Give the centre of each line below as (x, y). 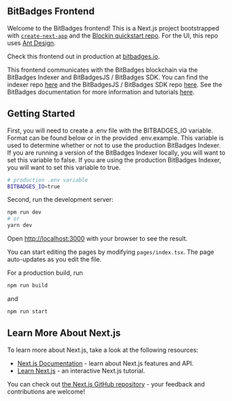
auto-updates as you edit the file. (54, 259)
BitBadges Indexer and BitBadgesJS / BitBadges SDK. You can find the (108, 77)
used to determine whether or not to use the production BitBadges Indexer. (114, 145)
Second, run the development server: (60, 200)
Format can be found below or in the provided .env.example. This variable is (115, 137)
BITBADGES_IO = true (34, 187)
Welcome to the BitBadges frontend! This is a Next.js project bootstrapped (113, 28)
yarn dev (20, 225)
